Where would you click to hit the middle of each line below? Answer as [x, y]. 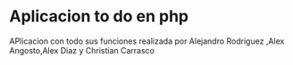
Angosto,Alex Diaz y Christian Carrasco [82, 50]
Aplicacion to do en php [99, 16]
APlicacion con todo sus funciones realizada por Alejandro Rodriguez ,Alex [147, 41]
